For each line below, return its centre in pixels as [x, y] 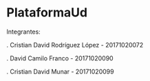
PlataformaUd [47, 13]
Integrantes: [23, 32]
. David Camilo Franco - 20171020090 [60, 58]
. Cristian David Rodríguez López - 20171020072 [75, 45]
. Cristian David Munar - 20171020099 [60, 71]
